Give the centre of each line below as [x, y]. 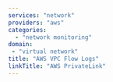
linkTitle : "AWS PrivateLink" [57, 66]
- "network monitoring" [53, 37]
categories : [27, 30]
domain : [21, 45]
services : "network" [42, 15]
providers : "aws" [36, 23]
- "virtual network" [45, 52]
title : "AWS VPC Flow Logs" [54, 59]
